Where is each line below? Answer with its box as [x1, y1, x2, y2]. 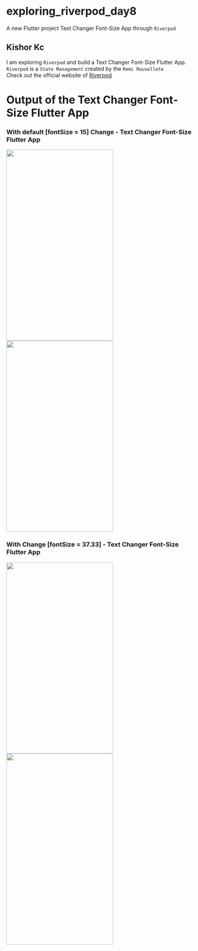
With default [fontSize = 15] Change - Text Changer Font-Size [6, 127, 192, 136]
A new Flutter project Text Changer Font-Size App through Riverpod [6, 24, 176, 32]
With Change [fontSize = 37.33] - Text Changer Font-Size [6, 540, 179, 549]
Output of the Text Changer [6, 93, 148, 106]
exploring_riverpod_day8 [6, 4, 137, 18]
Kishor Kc [6, 42, 44, 53]
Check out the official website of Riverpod [6, 72, 112, 79]
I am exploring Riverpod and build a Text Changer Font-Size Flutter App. [6, 58, 187, 65]
